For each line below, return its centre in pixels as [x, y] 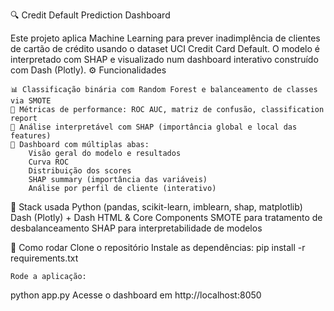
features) [31, 136]
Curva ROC [49, 162]
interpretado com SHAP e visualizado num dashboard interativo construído [164, 59]
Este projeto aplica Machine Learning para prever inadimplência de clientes [165, 38]
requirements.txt [44, 258]
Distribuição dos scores [80, 171]
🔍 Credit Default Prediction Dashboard [90, 15]
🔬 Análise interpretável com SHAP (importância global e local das [154, 127]
